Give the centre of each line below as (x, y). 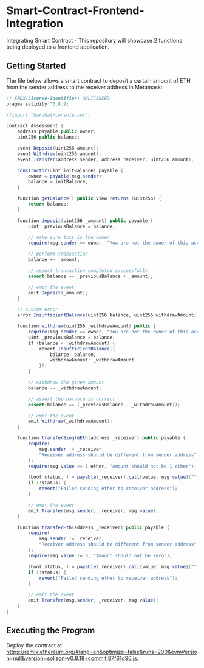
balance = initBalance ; (58, 182)
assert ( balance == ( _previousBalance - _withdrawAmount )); (104, 405)
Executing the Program (51, 631)
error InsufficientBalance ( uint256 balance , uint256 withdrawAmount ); (108, 315)
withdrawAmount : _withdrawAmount (92, 360)
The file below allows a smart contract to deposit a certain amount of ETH (99, 80)
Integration (35, 23)
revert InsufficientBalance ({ (77, 349)
